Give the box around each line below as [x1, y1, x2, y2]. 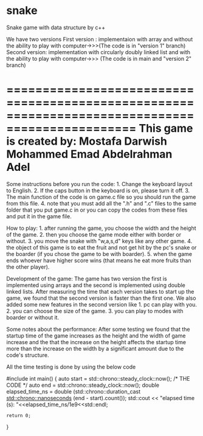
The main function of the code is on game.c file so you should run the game [6, 193, 196, 201]
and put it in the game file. [6, 212, 72, 220]
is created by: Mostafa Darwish [6, 134, 167, 148]
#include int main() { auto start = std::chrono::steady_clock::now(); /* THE [6, 375, 190, 382]
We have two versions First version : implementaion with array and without [6, 35, 193, 43]
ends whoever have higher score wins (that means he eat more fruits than [6, 257, 191, 264]
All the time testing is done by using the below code [6, 363, 136, 370]
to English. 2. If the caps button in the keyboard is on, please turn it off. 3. [6, 187, 190, 194]
